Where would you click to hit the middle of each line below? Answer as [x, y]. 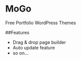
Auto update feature [34, 47]
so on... [21, 53]
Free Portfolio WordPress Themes [41, 23]
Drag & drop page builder [39, 42]
